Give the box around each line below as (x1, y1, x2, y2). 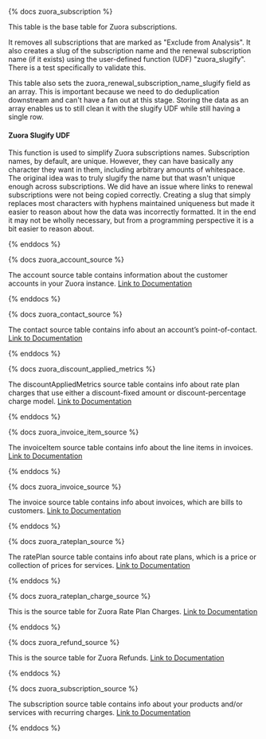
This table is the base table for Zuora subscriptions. (8, 22, 178, 31)
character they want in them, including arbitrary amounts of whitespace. (8, 165, 245, 174)
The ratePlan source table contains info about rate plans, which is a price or (8, 552, 256, 562)
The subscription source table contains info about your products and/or (8, 699, 243, 709)
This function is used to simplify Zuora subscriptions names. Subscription (8, 148, 250, 158)
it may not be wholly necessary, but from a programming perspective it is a (8, 216, 254, 225)
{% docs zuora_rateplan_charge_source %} (8, 592, 151, 601)
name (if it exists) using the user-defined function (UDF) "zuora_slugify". (8, 55, 246, 64)
